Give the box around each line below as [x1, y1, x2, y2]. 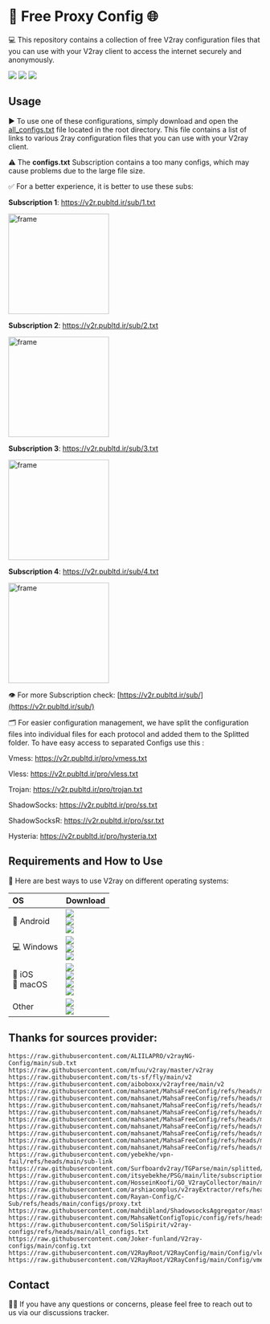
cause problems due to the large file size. [8, 165, 145, 175]
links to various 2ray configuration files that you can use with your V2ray [8, 133, 249, 143]
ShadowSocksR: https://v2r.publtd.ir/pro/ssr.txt [8, 815, 165, 825]
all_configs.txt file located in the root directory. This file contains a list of [8, 125, 247, 134]
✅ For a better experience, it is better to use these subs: [8, 181, 194, 191]
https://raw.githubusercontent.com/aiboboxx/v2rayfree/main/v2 [8, 1081, 225, 1089]
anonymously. [8, 55, 55, 64]
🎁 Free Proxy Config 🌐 [8, 7, 158, 26]
